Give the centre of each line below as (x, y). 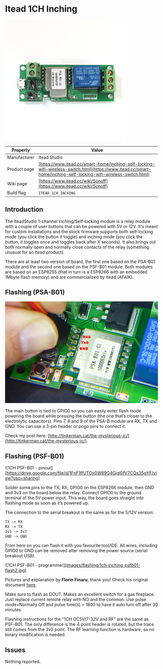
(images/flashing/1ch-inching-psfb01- (103, 565)
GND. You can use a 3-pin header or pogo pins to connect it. (65, 426)
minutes (13, 610)
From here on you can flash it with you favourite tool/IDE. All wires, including (81, 546)
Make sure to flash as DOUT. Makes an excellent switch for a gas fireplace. (80, 594)
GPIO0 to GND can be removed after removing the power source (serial (76, 551)
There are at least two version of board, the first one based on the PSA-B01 (80, 261)
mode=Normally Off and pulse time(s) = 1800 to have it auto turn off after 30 (81, 604)
